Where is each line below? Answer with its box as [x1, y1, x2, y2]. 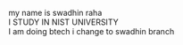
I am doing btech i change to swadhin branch [8, 26, 175, 36]
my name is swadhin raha [8, 8, 103, 18]
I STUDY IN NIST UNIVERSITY [8, 17, 119, 27]
